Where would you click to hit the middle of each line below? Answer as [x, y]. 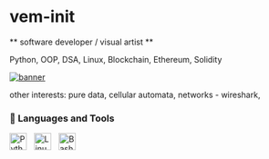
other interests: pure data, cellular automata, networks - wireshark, [135, 94]
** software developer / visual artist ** [81, 42]
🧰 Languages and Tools [62, 118]
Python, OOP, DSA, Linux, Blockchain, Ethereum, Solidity [116, 59]
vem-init [42, 17]
